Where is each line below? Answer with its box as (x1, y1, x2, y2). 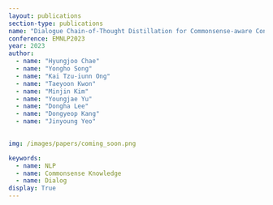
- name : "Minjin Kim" (15, 87, 89, 96)
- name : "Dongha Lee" (15, 102, 89, 110)
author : (8, 49, 35, 58)
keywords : (8, 154, 42, 162)
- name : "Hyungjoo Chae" (15, 58, 100, 66)
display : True (8, 184, 57, 193)
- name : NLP (15, 161, 57, 170)
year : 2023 (8, 42, 45, 50)
